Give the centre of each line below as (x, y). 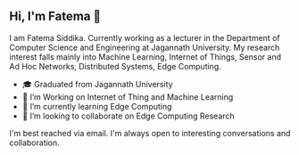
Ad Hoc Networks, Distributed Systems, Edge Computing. (115, 66)
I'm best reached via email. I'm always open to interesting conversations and (150, 133)
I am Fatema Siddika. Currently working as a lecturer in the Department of (145, 37)
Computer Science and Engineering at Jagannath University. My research (145, 47)
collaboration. (34, 143)
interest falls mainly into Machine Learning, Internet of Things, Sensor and (145, 57)
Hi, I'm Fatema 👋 (55, 16)
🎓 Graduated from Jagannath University (97, 84)
